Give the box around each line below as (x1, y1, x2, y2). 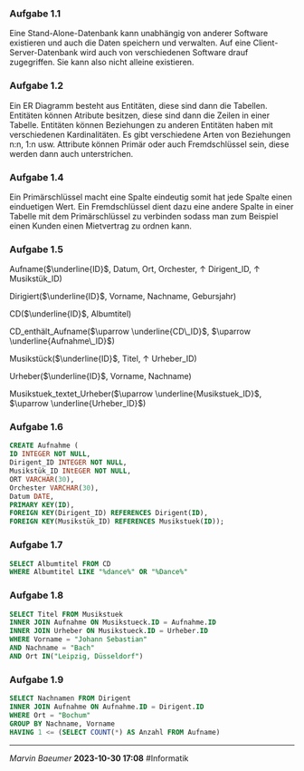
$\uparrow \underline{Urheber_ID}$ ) (9, 398, 147, 409)
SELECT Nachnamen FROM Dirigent (9, 694, 131, 703)
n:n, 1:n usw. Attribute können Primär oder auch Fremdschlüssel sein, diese (9, 139, 290, 150)
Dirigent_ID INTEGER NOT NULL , (9, 458, 128, 467)
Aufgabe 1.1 (9, 7, 62, 20)
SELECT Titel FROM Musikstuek (9, 610, 124, 619)
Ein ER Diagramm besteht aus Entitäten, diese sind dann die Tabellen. (9, 100, 268, 111)
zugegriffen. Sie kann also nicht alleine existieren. (9, 57, 195, 68)
